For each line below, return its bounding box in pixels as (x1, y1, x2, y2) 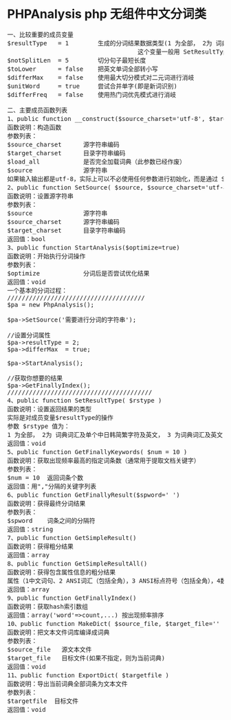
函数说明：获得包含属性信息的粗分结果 (7, 568, 115, 576)
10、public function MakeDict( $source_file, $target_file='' (7, 620, 220, 627)
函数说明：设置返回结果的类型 (7, 405, 91, 413)
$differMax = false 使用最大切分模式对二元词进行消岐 (7, 74, 195, 81)
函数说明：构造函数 (7, 123, 62, 131)
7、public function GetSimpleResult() (7, 534, 137, 541)
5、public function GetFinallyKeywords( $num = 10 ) (7, 448, 188, 455)
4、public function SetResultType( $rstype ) (7, 396, 162, 404)
